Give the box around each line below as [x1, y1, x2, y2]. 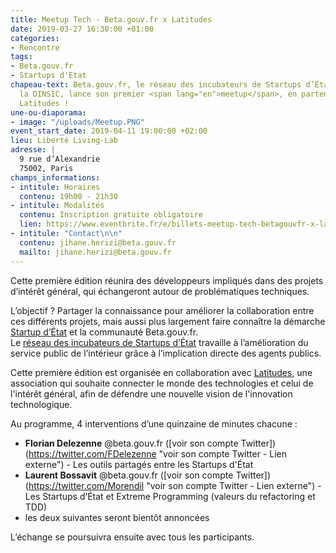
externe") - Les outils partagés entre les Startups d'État [24, 458, 254, 470]
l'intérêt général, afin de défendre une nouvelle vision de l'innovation [10, 387, 293, 400]
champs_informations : [10, 172, 101, 183]
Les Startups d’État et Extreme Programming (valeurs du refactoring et [24, 490, 316, 502]
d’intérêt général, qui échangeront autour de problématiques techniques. [10, 285, 310, 297]
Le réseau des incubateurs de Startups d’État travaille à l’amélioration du [10, 336, 309, 348]
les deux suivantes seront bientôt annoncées [24, 511, 210, 523]
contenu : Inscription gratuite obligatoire [19, 210, 203, 220]
